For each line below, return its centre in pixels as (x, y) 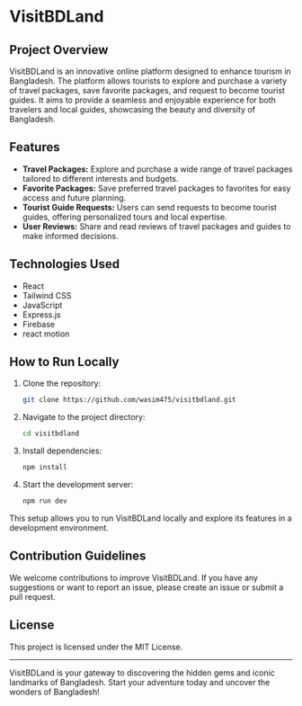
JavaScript (42, 305)
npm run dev (44, 501)
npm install (44, 468)
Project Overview (59, 50)
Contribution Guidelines (78, 556)
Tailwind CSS (47, 295)
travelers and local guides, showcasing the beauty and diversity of (133, 109)
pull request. (32, 596)
